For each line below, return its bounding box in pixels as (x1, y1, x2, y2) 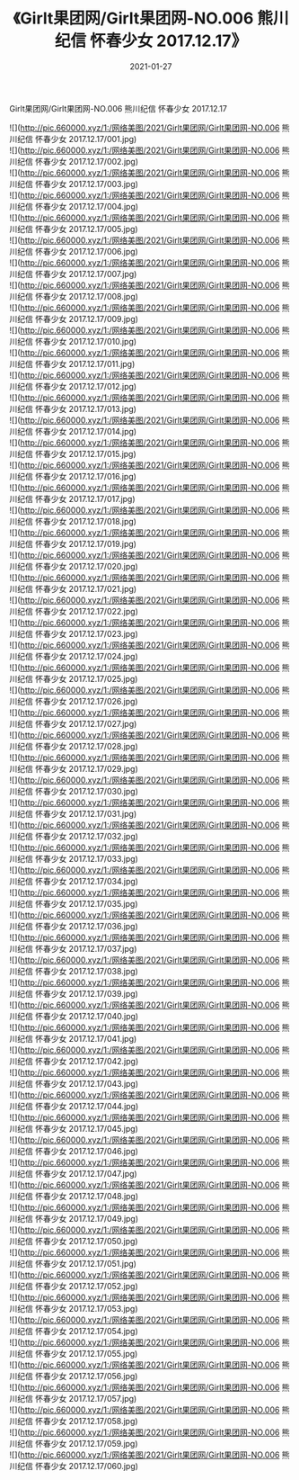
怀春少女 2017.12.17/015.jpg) (34, 448, 136, 459)
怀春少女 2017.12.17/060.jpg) (34, 1460, 139, 1471)
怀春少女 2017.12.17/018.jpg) (34, 516, 137, 526)
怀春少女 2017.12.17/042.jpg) (34, 1055, 139, 1066)
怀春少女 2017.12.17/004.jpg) (34, 201, 139, 211)
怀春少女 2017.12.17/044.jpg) (34, 1100, 139, 1111)
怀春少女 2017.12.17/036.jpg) (34, 920, 139, 931)
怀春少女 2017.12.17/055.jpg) (34, 1348, 138, 1359)
